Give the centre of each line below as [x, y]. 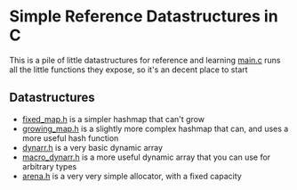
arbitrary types [49, 166]
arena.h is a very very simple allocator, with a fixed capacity [132, 176]
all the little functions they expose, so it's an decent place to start [128, 70]
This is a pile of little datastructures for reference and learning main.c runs [145, 60]
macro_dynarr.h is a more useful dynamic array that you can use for [146, 157]
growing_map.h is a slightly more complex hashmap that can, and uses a [155, 128]
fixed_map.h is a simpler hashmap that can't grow [113, 119]
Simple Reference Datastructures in [144, 17]
